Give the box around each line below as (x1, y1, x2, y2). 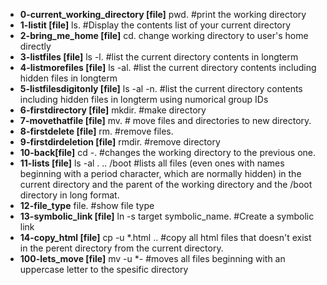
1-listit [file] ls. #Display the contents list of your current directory (19, 19, 292, 31)
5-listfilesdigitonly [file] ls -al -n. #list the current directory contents (19, 83, 303, 94)
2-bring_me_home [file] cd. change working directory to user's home (19, 30, 309, 41)
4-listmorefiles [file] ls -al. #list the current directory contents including (19, 62, 317, 73)
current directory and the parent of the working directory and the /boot (19, 179, 313, 190)
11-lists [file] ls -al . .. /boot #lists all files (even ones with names (19, 157, 285, 169)
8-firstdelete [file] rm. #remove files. (19, 125, 174, 137)
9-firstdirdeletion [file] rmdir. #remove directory (19, 136, 221, 148)
